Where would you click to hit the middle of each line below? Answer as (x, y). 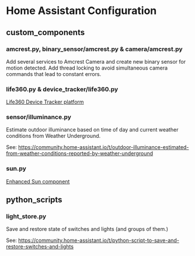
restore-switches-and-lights (40, 247)
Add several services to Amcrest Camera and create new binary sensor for (96, 61)
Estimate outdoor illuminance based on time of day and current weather (92, 130)
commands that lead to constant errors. (54, 74)
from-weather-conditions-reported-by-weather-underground (80, 154)
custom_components (46, 32)
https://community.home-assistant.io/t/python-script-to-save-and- (99, 240)
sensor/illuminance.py (39, 117)
